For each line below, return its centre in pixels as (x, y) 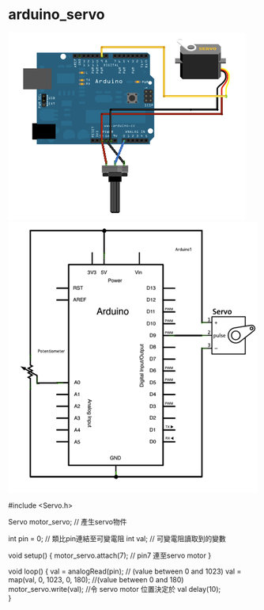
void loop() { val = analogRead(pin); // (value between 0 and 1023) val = (125, 571)
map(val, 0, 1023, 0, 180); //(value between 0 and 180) (96, 580)
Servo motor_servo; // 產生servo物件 (68, 522)
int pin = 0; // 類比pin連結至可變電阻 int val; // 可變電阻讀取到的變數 (117, 539)
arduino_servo (57, 15)
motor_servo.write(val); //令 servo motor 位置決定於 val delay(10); (115, 589)
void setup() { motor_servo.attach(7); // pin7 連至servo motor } (110, 555)
